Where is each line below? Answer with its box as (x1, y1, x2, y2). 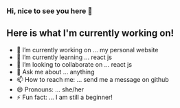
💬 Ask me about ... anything (16, 67, 95, 76)
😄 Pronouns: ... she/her (16, 85, 84, 94)
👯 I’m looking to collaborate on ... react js (16, 60, 132, 68)
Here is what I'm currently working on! (6, 28, 175, 39)
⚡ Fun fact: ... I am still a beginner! (16, 93, 113, 101)
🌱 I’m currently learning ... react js (16, 53, 113, 61)
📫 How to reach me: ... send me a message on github (16, 75, 169, 83)
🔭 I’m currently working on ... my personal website (16, 45, 159, 54)
